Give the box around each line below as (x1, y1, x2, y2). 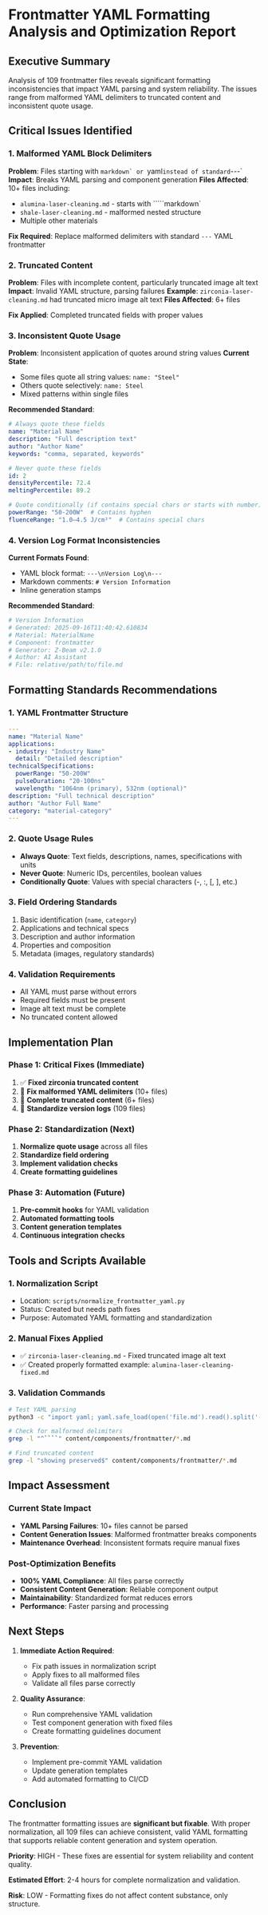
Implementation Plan (8, 1035, 114, 1049)
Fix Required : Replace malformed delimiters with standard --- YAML (8, 231, 234, 240)
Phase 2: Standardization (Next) (8, 1123, 136, 1134)
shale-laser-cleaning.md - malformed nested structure (19, 207, 202, 217)
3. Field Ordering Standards (8, 896, 117, 908)
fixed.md (19, 1369, 49, 1377)
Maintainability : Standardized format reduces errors (19, 1592, 193, 1603)
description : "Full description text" (8, 435, 137, 443)
